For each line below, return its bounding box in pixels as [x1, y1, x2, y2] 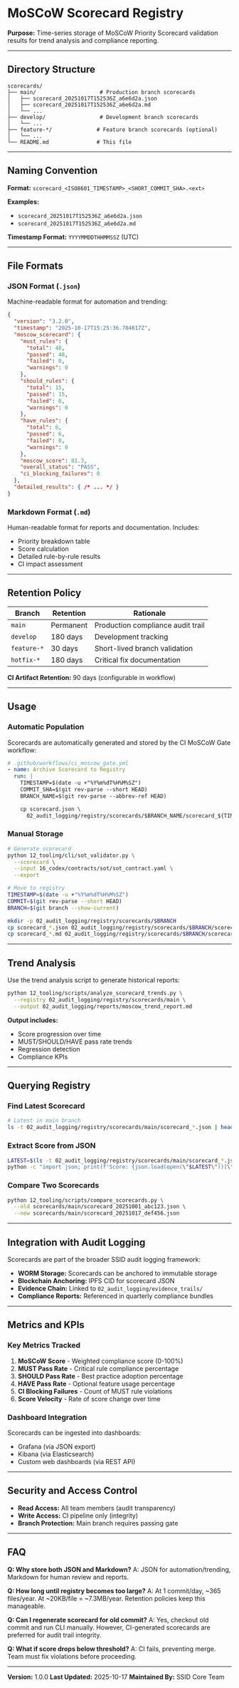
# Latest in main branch [7, 1117, 81, 1124]
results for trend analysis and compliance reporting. [7, 36, 159, 44]
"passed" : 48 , [26, 351, 69, 358]
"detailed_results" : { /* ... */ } [14, 483, 119, 490]
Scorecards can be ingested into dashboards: [7, 1428, 141, 1437]
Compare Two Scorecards [7, 1180, 100, 1190]
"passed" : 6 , [26, 431, 65, 438]
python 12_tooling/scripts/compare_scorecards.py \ [7, 1196, 164, 1204]
